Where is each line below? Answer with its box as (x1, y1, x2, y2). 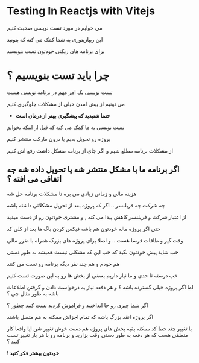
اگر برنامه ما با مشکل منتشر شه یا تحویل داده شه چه (7, 165, 180, 175)
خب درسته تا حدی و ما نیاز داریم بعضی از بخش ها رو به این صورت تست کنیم (7, 271, 178, 279)
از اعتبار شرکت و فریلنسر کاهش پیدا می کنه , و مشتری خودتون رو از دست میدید (7, 213, 186, 221)
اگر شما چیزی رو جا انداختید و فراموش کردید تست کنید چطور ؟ (7, 301, 148, 309)
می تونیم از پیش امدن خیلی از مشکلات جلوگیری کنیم (7, 100, 125, 107)
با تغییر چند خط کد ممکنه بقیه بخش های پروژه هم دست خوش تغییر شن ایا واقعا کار (7, 324, 192, 332)
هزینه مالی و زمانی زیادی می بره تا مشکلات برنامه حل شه (7, 190, 137, 197)
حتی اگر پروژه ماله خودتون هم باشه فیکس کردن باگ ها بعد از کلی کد (7, 225, 160, 232)
